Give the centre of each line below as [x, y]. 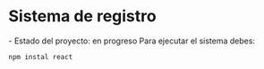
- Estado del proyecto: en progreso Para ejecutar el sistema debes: [132, 41]
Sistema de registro [83, 16]
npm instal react [41, 57]
